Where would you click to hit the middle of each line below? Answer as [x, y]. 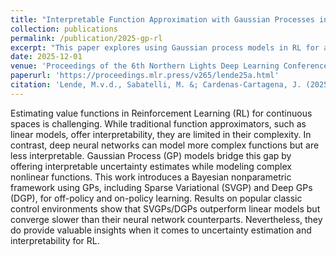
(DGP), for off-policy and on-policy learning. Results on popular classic [156, 198]
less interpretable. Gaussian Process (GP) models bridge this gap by [151, 155]
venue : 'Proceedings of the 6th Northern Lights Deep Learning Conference [169, 66]
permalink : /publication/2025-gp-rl [86, 38]
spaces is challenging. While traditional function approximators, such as [158, 123]
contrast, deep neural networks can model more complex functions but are [165, 145]
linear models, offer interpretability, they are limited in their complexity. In [161, 134]
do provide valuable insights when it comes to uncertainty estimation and [161, 230]
